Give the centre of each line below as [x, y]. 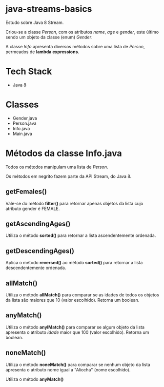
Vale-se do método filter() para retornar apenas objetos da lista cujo [74, 203]
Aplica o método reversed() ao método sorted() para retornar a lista [74, 263]
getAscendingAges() [38, 223]
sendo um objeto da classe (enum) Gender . [49, 37]
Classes [22, 105]
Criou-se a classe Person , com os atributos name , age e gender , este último [82, 32]
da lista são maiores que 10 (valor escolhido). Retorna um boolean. [72, 300]
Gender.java [25, 118]
